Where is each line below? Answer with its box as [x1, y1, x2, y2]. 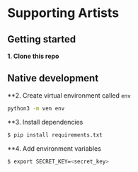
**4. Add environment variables [7, 144, 101, 153]
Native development [7, 72, 99, 84]
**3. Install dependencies [7, 117, 84, 126]
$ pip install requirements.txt [7, 131, 103, 139]
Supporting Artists [7, 5, 119, 21]
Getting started [7, 33, 76, 45]
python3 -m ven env [7, 105, 65, 112]
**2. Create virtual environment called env [7, 91, 131, 100]
